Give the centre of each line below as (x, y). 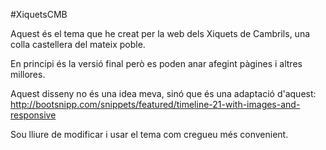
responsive (33, 115)
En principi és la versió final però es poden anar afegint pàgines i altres (156, 63)
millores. (28, 74)
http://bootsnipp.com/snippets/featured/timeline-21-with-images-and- (155, 104)
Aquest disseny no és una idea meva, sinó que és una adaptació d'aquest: (163, 93)
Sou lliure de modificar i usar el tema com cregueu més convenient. (149, 134)
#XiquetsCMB (39, 14)
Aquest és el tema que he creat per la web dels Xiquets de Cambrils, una (160, 33)
